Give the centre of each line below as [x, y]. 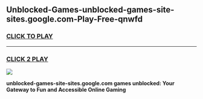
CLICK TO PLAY [30, 37]
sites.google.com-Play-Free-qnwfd [75, 19]
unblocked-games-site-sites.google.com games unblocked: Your [91, 83]
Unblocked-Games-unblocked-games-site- [90, 10]
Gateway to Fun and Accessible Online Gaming [66, 89]
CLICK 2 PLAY [27, 59]
